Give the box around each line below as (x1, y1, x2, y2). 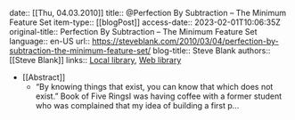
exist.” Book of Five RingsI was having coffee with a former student (35, 91, 283, 101)
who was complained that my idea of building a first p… (35, 100, 240, 110)
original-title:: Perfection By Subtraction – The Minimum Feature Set (9, 27, 258, 36)
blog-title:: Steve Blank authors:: (152, 45, 271, 56)
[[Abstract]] (21, 72, 66, 83)
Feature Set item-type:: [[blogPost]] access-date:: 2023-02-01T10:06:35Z (9, 17, 281, 28)
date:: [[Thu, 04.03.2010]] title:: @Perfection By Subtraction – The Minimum (9, 8, 287, 18)
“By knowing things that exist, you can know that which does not (35, 82, 274, 92)
